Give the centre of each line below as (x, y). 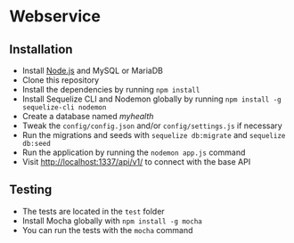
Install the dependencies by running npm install (111, 89)
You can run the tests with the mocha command (107, 230)
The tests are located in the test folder (93, 211)
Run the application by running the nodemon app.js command (134, 152)
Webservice (55, 16)
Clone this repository (61, 80)
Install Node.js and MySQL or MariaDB (92, 70)
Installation (41, 49)
